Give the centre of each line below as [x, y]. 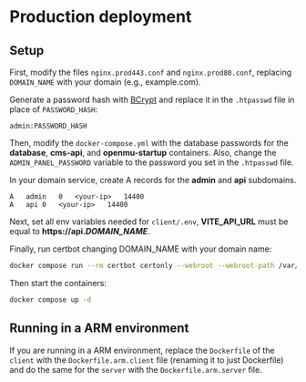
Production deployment [101, 17]
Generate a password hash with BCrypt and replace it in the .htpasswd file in [152, 99]
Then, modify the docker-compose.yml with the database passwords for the [149, 143]
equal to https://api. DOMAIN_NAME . [80, 231]
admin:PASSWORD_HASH [49, 126]
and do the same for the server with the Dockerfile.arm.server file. [136, 369]
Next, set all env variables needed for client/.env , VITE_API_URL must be [149, 222]
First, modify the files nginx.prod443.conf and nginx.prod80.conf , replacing [151, 72]
